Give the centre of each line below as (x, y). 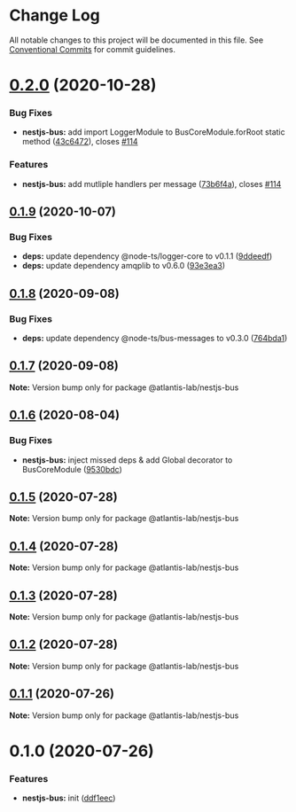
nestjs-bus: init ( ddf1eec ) (69, 798)
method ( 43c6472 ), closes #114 (80, 142)
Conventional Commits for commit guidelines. (92, 49)
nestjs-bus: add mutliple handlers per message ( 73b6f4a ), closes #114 (152, 183)
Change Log (55, 16)
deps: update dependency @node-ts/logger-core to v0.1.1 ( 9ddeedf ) (147, 256)
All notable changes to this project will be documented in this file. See (136, 40)
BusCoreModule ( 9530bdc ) (72, 469)
